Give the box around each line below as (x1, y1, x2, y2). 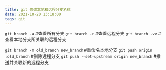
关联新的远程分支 (13, 60, 49, 66)
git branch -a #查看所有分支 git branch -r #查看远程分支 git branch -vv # (5, 31, 161, 36)
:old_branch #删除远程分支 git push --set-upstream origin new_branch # (5, 53, 157, 59)
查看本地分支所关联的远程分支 (5, 36, 66, 42)
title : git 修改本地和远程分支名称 (5, 7, 71, 12)
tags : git (5, 16, 26, 21)
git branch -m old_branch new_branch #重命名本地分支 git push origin (5, 47, 153, 53)
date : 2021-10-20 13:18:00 (5, 12, 61, 17)
